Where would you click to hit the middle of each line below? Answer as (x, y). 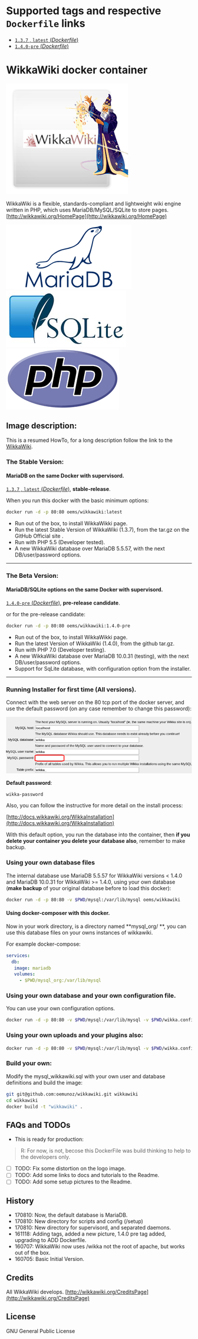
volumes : (24, 974)
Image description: (42, 426)
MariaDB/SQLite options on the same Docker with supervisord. (85, 590)
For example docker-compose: (43, 944)
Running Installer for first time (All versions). (71, 689)
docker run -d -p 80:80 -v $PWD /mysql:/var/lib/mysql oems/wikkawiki (93, 900)
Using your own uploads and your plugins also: (75, 1035)
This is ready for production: (49, 1139)
